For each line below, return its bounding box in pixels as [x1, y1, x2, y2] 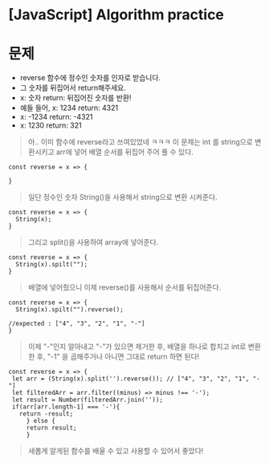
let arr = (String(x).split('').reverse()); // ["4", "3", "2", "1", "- [11, 375, 261, 383]
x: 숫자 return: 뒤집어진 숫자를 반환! [19, 93, 132, 103]
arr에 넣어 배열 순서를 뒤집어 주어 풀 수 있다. [55, 147, 194, 157]
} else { [26, 417, 56, 425]
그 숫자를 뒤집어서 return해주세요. [19, 83, 127, 93]
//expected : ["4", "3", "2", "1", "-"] [8, 319, 146, 328]
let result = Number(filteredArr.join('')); [11, 396, 163, 404]
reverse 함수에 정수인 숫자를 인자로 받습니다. [19, 73, 161, 83]
